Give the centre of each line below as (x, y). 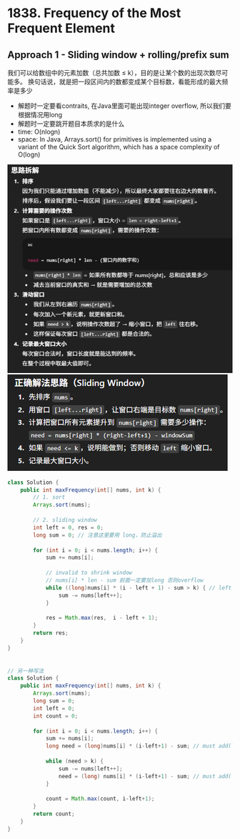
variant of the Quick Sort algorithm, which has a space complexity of (119, 147)
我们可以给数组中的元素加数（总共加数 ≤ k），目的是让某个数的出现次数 (111, 73)
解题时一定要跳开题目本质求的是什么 (71, 124)
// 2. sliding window (65, 520)
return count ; (54, 814)
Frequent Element (61, 28)
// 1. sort (49, 497)
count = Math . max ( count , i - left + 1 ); (100, 799)
